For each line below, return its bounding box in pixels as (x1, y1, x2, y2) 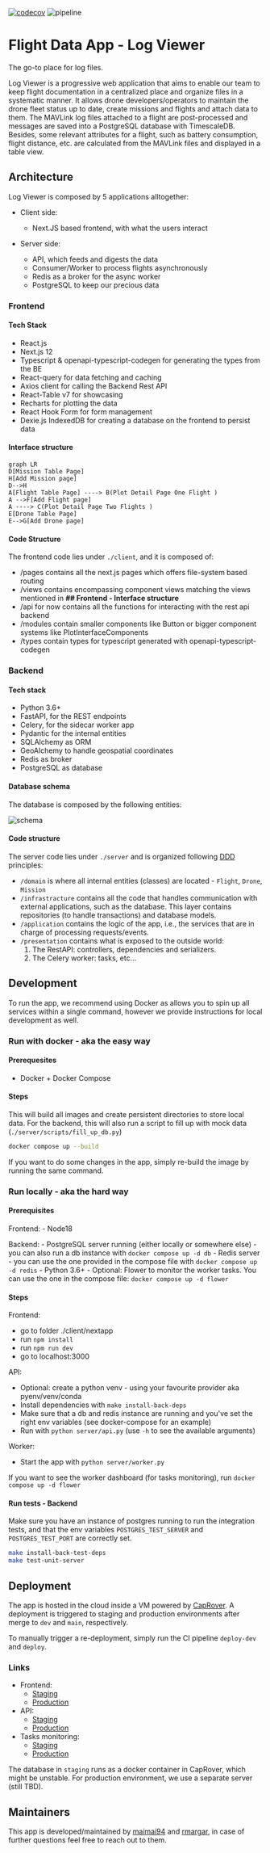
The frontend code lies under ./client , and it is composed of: (8, 552, 214, 561)
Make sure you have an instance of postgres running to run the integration (8, 1516, 255, 1526)
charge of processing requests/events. (19, 927, 149, 937)
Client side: (19, 207, 58, 217)
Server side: (19, 238, 60, 248)
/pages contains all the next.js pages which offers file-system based (19, 568, 247, 578)
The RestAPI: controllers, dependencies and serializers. (31, 944, 217, 954)
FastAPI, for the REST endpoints (19, 712, 127, 721)
